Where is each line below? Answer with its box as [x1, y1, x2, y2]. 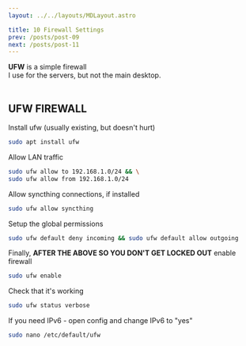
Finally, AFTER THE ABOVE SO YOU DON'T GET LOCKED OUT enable [8, 248, 237, 258]
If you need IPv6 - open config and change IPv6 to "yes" [8, 316, 193, 325]
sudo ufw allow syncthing [8, 205, 93, 212]
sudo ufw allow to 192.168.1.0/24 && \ [8, 167, 140, 175]
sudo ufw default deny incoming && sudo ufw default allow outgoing [8, 234, 239, 242]
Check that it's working [8, 286, 85, 296]
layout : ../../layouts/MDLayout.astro [8, 11, 136, 20]
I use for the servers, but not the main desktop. [8, 70, 161, 80]
